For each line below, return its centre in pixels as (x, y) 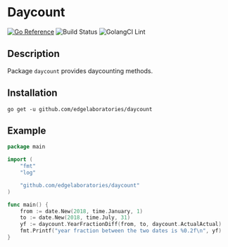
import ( (20, 160)
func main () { (28, 205)
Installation (32, 93)
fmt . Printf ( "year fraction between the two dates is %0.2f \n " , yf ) (121, 231)
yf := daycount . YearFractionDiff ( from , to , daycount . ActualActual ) (121, 224)
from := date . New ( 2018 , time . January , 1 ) (81, 211)
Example (27, 131)
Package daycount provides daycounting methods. (80, 70)
